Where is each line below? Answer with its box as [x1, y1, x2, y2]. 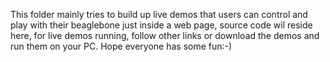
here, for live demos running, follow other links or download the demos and [10, 30, 320, 41]
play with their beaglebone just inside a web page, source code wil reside [10, 19, 313, 31]
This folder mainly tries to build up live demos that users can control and [10, 9, 308, 20]
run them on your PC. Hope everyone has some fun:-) [10, 40, 233, 52]
